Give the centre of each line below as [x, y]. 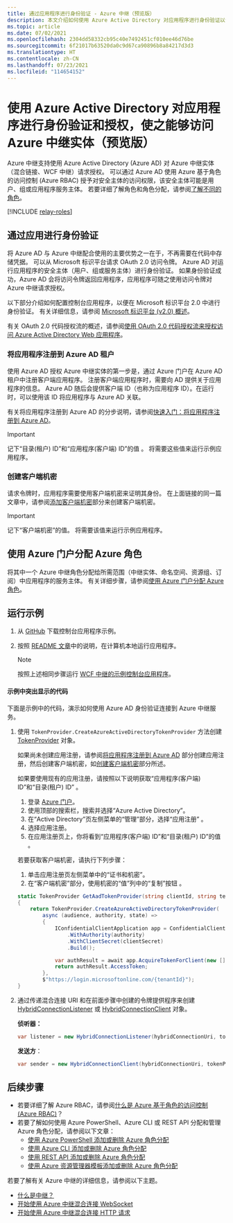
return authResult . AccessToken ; [101, 967]
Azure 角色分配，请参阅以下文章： [66, 1131]
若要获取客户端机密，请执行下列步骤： [72, 860]
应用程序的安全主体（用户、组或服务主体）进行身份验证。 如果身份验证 [114, 270]
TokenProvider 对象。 [48, 740]
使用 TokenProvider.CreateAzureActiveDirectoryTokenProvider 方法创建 [120, 731]
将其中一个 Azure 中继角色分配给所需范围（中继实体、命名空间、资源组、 [112, 572]
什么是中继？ [35, 1195]
